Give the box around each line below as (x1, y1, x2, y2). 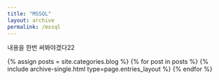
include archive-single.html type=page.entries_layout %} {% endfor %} (7, 65, 213, 74)
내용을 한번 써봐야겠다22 (7, 44, 75, 52)
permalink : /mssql (7, 23, 61, 30)
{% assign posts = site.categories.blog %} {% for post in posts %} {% (7, 58, 209, 66)
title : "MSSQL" (7, 10, 52, 18)
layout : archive (7, 17, 55, 24)
